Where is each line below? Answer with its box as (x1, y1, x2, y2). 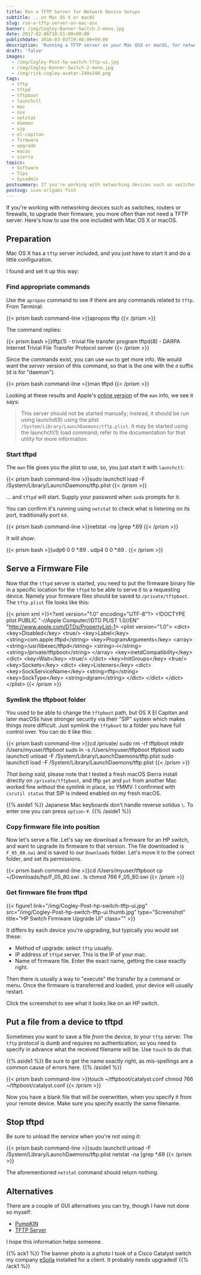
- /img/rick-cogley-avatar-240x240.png (11, 70, 111, 76)
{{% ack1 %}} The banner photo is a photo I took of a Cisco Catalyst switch (6, 1250, 191, 1257)
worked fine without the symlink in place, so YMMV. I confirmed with (6, 784, 175, 791)
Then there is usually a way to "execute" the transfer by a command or (6, 975, 181, 982)
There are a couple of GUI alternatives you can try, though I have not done (6, 1202, 190, 1210)
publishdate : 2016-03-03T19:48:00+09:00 (6, 37, 109, 43)
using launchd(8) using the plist (20, 416, 99, 423)
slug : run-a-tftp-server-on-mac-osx (6, 20, 98, 26)
